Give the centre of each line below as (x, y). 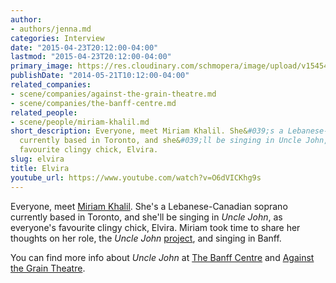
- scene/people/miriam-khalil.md (80, 122)
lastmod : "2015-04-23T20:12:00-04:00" (91, 57)
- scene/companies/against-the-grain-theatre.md (113, 94)
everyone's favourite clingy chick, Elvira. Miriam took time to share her (155, 227)
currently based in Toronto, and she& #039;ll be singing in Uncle (160, 141)
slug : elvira (37, 159)
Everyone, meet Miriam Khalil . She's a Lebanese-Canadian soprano (149, 206)
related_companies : (51, 85)
